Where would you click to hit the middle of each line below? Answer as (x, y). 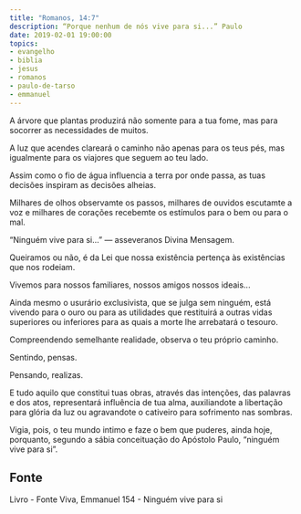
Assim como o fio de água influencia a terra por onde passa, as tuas (138, 175)
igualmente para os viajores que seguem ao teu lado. (109, 157)
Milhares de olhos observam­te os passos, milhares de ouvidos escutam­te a (151, 203)
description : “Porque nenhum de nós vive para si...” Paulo (126, 26)
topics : (24, 43)
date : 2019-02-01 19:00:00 (61, 35)
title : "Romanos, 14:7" (55, 18)
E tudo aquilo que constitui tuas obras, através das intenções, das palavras (150, 393)
